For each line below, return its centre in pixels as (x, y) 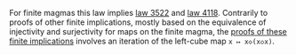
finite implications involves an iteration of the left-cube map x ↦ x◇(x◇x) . (142, 41)
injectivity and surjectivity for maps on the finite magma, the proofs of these (148, 31)
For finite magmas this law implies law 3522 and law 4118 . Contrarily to (139, 13)
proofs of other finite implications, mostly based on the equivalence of (138, 22)
